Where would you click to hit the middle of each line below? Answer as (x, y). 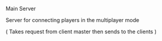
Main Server (21, 9)
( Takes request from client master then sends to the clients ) (81, 31)
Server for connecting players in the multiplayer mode (73, 20)
